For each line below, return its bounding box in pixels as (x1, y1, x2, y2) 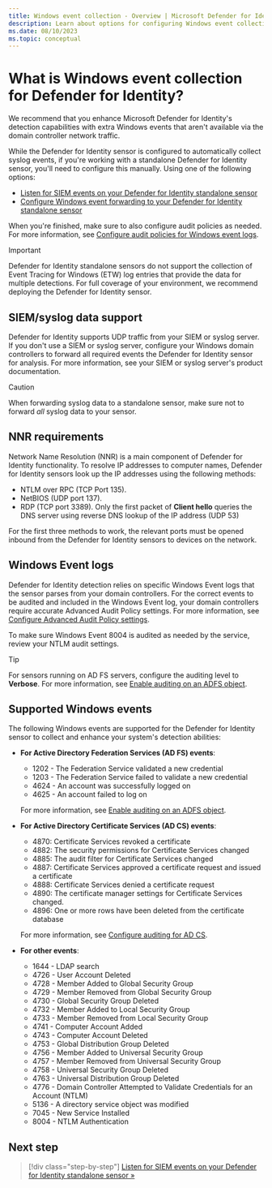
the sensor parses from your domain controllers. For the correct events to (8, 588, 254, 598)
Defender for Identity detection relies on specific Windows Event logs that (8, 579, 255, 589)
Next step (8, 1140, 59, 1154)
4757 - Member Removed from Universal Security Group (32, 1057, 221, 1066)
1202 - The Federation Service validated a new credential (32, 764, 224, 773)
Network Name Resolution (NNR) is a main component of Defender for (8, 451, 243, 461)
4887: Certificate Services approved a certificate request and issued (32, 863, 261, 872)
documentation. (8, 367, 62, 376)
